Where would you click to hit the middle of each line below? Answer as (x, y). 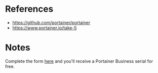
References (29, 9)
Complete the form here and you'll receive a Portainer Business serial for (79, 61)
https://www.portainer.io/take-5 (44, 27)
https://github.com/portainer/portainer (51, 23)
